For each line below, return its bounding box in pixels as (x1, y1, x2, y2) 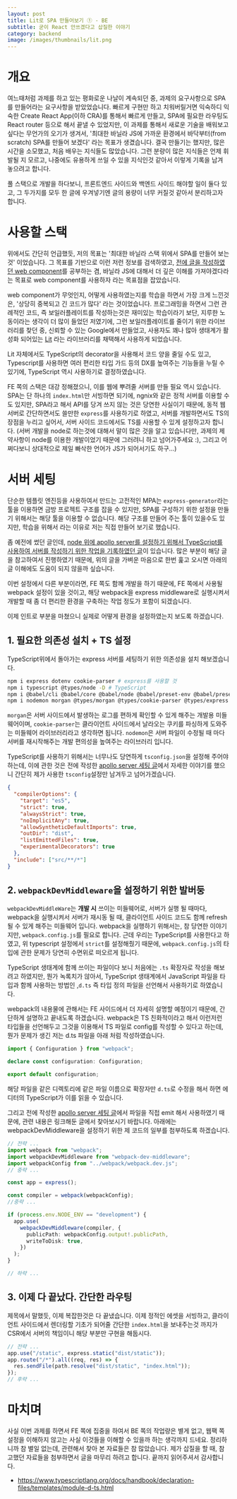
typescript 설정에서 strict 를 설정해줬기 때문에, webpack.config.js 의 (29, 940, 222, 948)
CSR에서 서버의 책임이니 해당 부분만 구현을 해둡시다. (7, 1329, 152, 1337)
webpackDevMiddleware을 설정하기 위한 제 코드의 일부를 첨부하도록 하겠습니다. (7, 1126, 230, 1135)
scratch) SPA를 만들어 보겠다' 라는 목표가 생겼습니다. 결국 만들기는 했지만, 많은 (7, 138, 226, 147)
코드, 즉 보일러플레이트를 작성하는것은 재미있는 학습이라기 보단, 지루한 (25, 309, 219, 316)
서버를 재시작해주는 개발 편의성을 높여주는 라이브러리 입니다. (7, 737, 174, 746)
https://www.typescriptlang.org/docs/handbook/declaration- (17, 1476, 195, 1484)
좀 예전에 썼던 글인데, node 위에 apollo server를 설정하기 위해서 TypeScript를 (7, 537, 224, 546)
